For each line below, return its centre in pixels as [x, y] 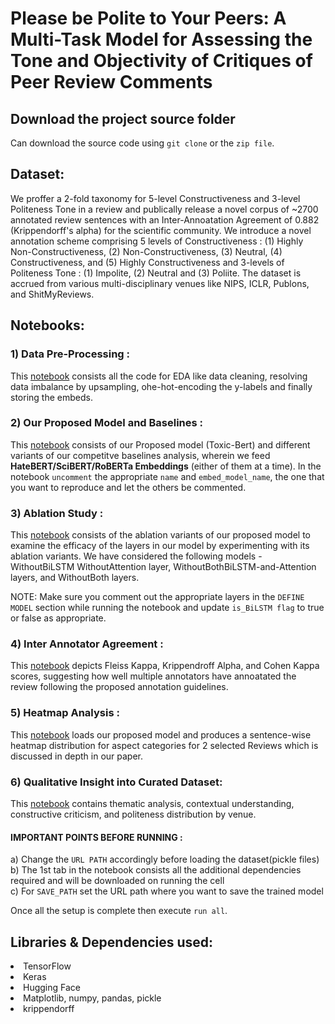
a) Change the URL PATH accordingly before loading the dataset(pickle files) [165, 859]
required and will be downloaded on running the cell [117, 881]
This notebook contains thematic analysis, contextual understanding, [152, 803]
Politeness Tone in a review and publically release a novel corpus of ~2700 [164, 209]
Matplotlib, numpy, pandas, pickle [92, 998]
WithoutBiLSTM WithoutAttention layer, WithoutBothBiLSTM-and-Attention [163, 567]
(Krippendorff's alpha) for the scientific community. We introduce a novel [161, 230]
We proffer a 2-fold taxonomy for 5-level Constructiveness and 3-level [155, 198]
